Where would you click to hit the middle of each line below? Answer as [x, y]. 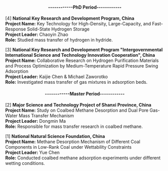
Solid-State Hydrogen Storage [58, 29]
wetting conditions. [25, 163]
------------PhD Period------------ [85, 7]
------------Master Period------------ [85, 93]
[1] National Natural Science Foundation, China [55, 136]
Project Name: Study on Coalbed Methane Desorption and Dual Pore [77, 110]
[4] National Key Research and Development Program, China [70, 18]
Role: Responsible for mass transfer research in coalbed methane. [74, 126]
